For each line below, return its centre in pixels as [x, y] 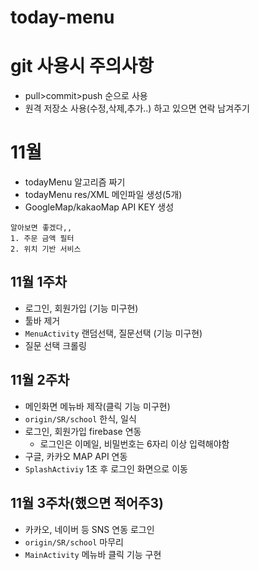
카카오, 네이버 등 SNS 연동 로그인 [89, 529]
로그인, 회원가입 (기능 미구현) [81, 308]
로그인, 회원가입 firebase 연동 [83, 431]
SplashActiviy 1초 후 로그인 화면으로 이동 [106, 468]
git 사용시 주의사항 [82, 66]
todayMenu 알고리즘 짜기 [75, 182]
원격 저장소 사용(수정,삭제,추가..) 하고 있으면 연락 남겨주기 [137, 108]
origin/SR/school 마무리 [74, 542]
